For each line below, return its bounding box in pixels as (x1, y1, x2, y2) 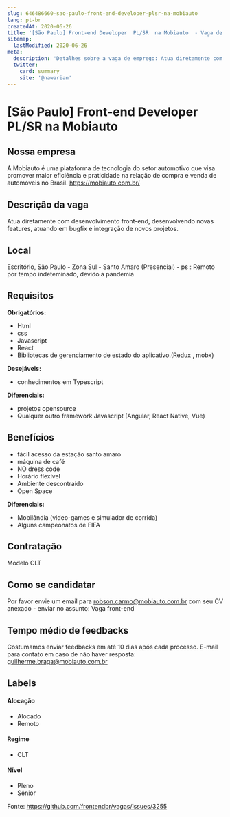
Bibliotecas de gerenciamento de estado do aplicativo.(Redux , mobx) (16, 351, 214, 359)
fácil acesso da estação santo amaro (16, 450, 122, 458)
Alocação (7, 697, 36, 705)
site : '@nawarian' (19, 74, 72, 81)
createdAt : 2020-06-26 (7, 23, 72, 30)
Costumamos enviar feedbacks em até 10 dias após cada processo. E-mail (7, 643, 218, 652)
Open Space (16, 487, 53, 495)
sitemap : (7, 36, 32, 43)
